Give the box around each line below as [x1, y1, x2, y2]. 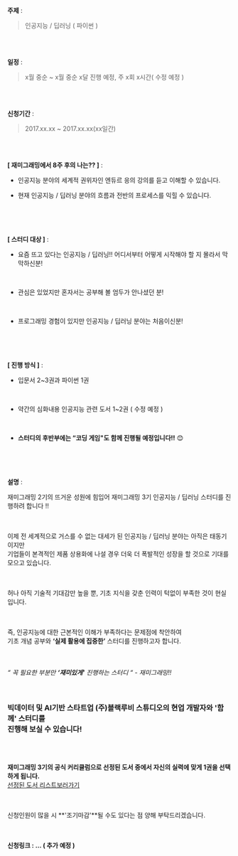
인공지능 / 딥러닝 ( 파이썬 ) [24, 21, 98, 30]
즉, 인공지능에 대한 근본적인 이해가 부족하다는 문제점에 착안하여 [7, 628, 183, 636]
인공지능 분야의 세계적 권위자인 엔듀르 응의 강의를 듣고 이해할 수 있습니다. [17, 176, 221, 184]
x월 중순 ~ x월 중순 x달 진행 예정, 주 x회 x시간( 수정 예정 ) [24, 73, 185, 81]
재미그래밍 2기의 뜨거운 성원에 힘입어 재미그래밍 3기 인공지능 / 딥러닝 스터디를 [7, 493, 224, 501]
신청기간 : [7, 109, 34, 117]
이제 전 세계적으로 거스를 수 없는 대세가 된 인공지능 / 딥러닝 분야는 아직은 [7, 532, 208, 540]
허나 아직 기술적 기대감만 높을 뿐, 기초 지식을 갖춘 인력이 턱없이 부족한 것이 [7, 589, 214, 597]
